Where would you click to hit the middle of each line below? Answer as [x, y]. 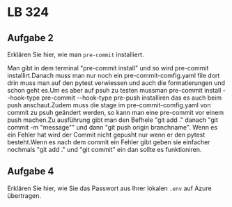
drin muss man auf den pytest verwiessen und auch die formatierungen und [116, 83]
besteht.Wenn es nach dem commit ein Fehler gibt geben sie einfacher [109, 142]
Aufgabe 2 [31, 38]
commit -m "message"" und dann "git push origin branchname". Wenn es [113, 127]
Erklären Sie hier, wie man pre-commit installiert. [76, 54]
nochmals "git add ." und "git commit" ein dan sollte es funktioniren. [105, 149]
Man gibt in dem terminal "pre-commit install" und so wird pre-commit [108, 68]
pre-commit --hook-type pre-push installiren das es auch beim [132, 98]
